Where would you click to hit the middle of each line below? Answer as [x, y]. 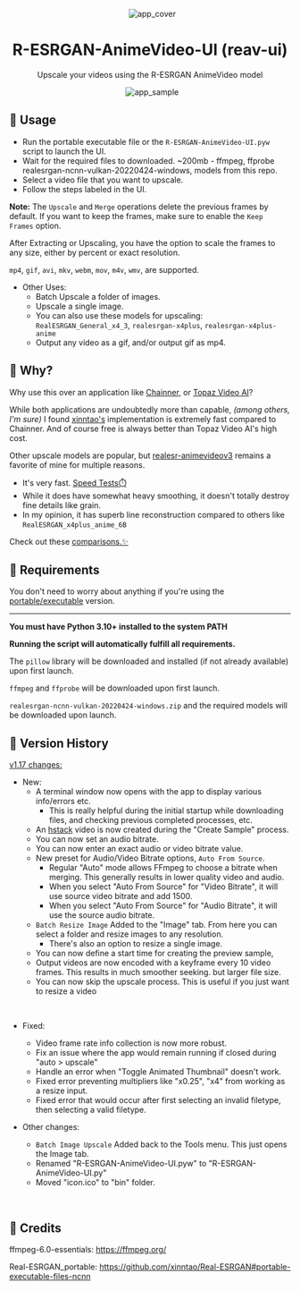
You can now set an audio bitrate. [97, 839]
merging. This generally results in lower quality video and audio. [167, 878]
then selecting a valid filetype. [91, 1110]
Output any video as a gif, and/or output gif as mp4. [130, 342]
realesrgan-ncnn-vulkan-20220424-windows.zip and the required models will [149, 706]
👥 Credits [36, 1228]
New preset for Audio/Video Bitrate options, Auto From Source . [150, 858]
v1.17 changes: [36, 765]
